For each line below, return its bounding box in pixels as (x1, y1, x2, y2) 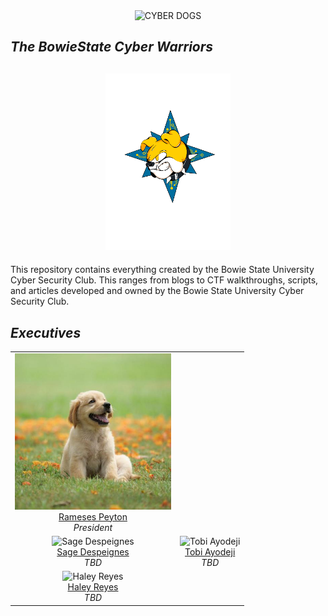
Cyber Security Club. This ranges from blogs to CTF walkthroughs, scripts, (10, 274, 319, 286)
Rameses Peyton (58, 510, 128, 523)
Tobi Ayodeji (184, 546, 236, 558)
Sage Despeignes (56, 546, 130, 558)
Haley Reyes (67, 581, 119, 593)
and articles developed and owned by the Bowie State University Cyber (10, 285, 305, 297)
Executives (10, 324, 82, 341)
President (73, 521, 113, 533)
